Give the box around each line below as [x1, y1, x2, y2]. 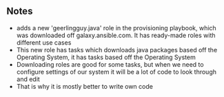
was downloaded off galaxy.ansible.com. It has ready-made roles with [16, 31, 216, 39]
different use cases [16, 38, 72, 47]
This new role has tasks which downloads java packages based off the [16, 45, 218, 54]
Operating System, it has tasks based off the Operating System [16, 53, 196, 61]
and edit [16, 75, 41, 83]
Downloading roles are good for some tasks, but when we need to [16, 60, 204, 68]
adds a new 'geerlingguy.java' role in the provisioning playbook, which [16, 23, 216, 32]
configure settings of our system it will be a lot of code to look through [16, 67, 217, 76]
